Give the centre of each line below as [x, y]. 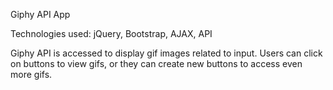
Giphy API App [40, 14]
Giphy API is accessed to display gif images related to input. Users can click [166, 53]
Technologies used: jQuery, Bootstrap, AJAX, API [111, 33]
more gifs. [31, 74]
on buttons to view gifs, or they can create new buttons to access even [156, 63]
